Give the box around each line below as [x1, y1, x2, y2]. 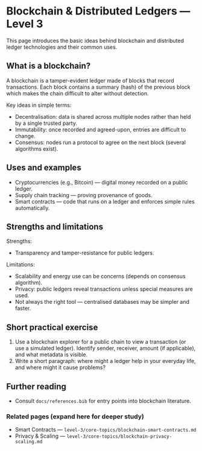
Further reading [6, 381, 66, 391]
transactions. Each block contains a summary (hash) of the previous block [6, 83, 191, 90]
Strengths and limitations [6, 221, 104, 232]
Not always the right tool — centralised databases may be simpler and [14, 298, 190, 306]
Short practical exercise [6, 322, 98, 332]
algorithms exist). [14, 145, 58, 152]
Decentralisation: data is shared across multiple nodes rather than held [14, 113, 191, 120]
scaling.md [14, 439, 43, 445]
